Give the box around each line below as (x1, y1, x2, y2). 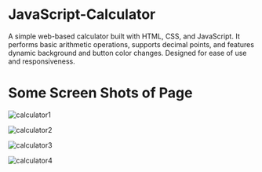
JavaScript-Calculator (8, 5, 156, 24)
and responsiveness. (8, 57, 76, 66)
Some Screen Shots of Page (8, 84, 193, 102)
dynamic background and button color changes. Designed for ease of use (8, 48, 247, 57)
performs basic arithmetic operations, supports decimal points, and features (8, 39, 255, 49)
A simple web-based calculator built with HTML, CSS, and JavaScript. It (8, 31, 241, 41)
